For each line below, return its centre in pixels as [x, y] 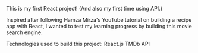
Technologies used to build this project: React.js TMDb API [78, 44]
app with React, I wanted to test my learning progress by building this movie [99, 26]
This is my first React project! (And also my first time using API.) [84, 9]
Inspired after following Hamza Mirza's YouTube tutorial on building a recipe [99, 20]
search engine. [24, 32]
